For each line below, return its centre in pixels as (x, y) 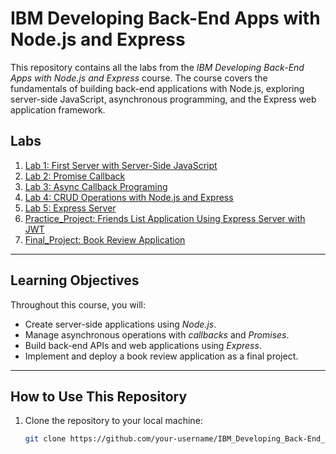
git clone (45, 439)
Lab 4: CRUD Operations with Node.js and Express (129, 197)
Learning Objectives (75, 280)
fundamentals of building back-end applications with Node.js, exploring (157, 88)
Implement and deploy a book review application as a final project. (161, 356)
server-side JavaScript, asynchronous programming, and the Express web (163, 99)
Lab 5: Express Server (70, 208)
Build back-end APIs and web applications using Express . (143, 345)
